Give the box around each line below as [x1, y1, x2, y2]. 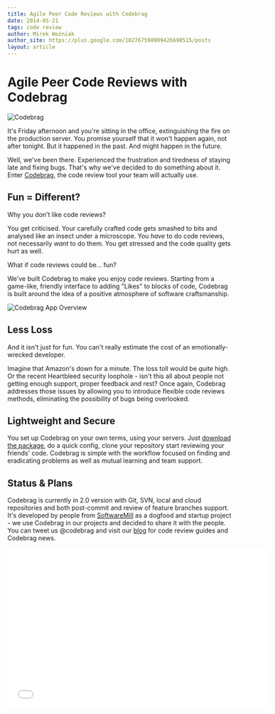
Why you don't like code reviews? [7, 210, 107, 219]
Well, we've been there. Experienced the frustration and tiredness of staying [7, 155, 231, 164]
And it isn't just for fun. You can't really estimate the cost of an [7, 342, 190, 351]
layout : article [7, 43, 55, 51]
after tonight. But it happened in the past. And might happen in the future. [7, 142, 222, 150]
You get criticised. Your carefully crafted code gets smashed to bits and [7, 224, 217, 232]
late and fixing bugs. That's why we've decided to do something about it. [7, 163, 221, 172]
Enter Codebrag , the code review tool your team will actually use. [7, 170, 199, 179]
